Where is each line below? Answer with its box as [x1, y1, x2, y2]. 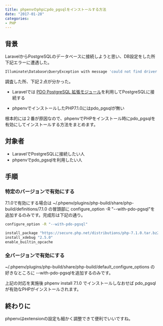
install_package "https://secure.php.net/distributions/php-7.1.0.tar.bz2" [5, 231, 162, 235]
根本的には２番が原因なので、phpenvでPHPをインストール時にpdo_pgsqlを [5, 115, 156, 121]
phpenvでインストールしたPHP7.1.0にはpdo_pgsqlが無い [12, 105, 125, 111]
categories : [5, 16, 29, 21]
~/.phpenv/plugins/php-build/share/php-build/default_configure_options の [5, 264, 155, 270]
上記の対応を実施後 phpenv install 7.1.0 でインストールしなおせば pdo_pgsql [5, 280, 156, 286]
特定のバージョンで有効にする [5, 188, 75, 195]
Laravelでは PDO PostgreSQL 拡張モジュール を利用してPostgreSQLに [12, 89, 150, 94]
